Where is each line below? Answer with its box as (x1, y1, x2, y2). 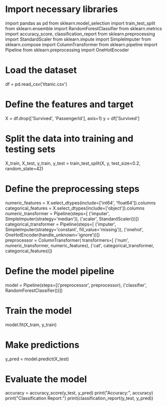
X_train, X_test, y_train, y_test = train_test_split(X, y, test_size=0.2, (5, 160, 140, 166)
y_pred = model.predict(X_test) (5, 356, 69, 362)
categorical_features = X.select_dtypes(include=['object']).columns (5, 205, 145, 211)
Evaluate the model (5, 373, 87, 385)
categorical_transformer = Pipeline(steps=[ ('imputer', (5, 221, 116, 227)
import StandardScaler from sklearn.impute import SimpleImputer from (5, 36, 151, 42)
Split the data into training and (5, 133, 134, 144)
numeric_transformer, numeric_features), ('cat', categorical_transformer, (5, 242, 154, 248)
